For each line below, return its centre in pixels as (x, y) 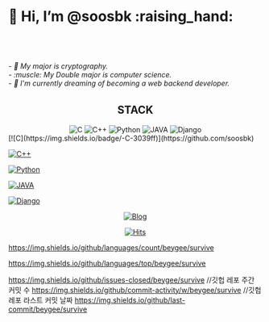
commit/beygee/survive (48, 309)
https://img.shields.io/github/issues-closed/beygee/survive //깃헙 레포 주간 (132, 280)
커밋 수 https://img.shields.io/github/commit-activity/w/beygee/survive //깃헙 (135, 290)
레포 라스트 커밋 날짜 (41, 300)
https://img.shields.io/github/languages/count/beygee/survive (112, 247)
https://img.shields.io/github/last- (130, 300)
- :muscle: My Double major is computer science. (90, 74)
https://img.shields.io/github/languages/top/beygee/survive (108, 263)
